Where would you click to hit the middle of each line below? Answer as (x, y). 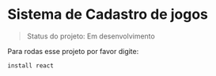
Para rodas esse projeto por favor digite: (73, 51)
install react (31, 65)
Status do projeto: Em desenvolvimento (91, 36)
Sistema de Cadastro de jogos (108, 14)
